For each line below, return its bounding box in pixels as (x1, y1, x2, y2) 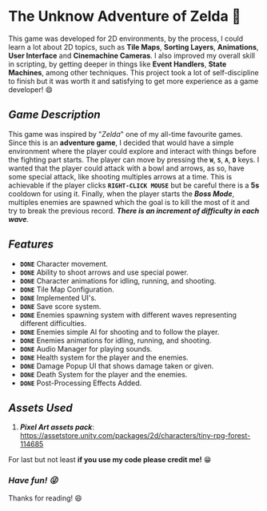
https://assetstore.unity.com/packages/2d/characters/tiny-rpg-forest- (19, 431, 251, 441)
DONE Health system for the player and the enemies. (19, 352, 189, 362)
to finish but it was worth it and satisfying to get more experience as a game (8, 76, 259, 86)
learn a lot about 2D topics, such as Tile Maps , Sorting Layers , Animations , (8, 42, 259, 51)
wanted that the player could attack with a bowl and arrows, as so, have (8, 163, 245, 173)
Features (8, 238, 54, 251)
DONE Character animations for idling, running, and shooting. (19, 276, 217, 285)
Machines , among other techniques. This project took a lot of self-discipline (8, 67, 259, 77)
